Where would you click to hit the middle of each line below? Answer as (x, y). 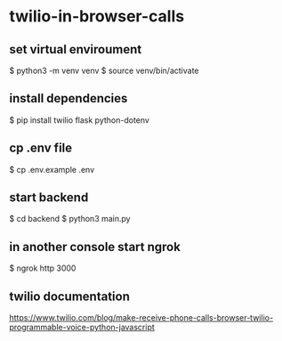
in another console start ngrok (95, 247)
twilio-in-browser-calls (97, 16)
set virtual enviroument (76, 49)
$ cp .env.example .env (52, 169)
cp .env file (41, 148)
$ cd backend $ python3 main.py (70, 219)
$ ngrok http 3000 (43, 268)
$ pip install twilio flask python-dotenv (79, 120)
